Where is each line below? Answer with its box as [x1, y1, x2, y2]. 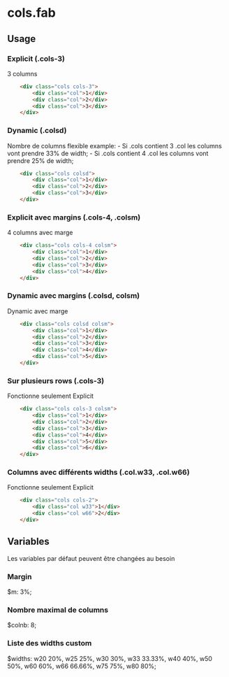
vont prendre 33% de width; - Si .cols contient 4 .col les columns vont [7, 149, 209, 157]
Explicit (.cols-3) [7, 54, 65, 64]
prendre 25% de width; [7, 156, 74, 165]
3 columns [7, 69, 38, 78]
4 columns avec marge [7, 229, 73, 237]
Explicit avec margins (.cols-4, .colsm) [7, 212, 141, 222]
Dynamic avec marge [7, 306, 68, 315]
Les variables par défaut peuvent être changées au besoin [7, 554, 175, 562]
